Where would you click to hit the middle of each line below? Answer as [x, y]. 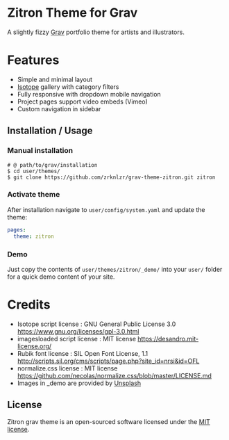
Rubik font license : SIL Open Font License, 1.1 [82, 353]
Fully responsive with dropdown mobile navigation [89, 94]
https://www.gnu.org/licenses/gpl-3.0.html [78, 331]
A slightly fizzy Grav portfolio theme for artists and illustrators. [96, 32]
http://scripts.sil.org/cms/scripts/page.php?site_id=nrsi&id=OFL [108, 361]
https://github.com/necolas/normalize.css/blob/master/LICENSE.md [114, 375]
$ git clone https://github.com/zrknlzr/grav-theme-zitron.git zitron [111, 177]
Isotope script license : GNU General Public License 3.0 [96, 324]
